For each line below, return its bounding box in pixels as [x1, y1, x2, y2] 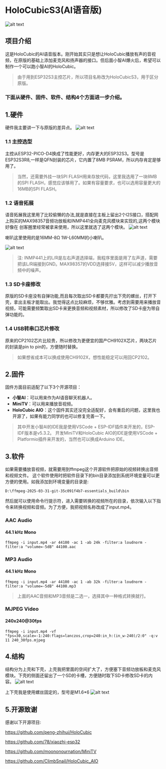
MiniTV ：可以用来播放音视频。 [12, 401, 76, 407]
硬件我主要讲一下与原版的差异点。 [5, 125, 75, 130]
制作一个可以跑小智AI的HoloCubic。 [5, 63, 79, 69]
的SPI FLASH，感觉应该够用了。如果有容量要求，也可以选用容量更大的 [17, 180, 161, 186]
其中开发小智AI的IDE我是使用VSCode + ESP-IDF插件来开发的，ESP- [17, 424, 156, 430]
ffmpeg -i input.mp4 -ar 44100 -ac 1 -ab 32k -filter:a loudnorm [5, 579, 142, 584]
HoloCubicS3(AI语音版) [5, 4, 102, 16]
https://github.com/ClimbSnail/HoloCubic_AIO [5, 758, 99, 764]
